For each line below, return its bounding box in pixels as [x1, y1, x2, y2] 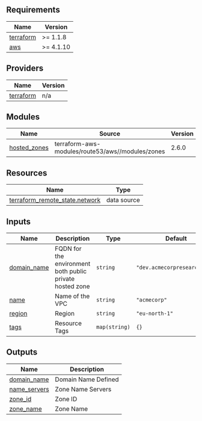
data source [106, 196, 140, 204]
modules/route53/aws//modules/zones [54, 147, 165, 156]
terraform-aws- [54, 140, 101, 148]
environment [55, 259, 91, 268]
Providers [6, 63, 44, 74]
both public [55, 267, 87, 276]
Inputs [6, 217, 31, 227]
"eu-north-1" [136, 310, 173, 317]
